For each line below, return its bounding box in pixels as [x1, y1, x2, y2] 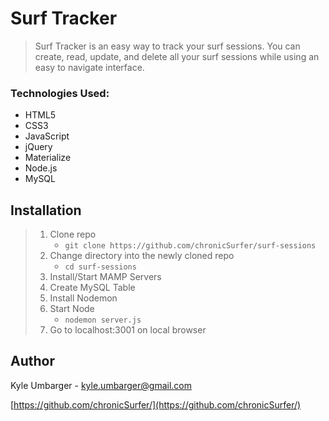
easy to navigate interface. [34, 61, 145, 73]
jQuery [24, 141, 53, 153]
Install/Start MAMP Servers [49, 271, 162, 283]
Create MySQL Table [49, 282, 136, 294]
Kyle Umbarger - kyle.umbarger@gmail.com [10, 379, 192, 391]
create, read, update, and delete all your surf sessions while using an [34, 50, 320, 62]
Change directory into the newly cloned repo [49, 250, 235, 262]
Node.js [24, 162, 58, 174]
